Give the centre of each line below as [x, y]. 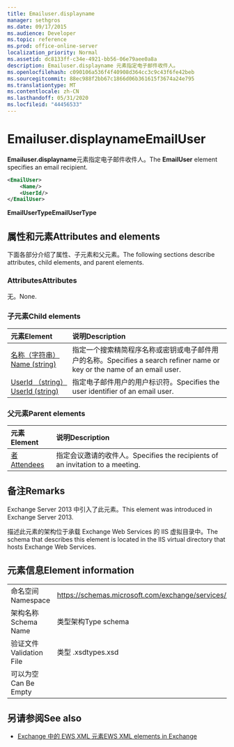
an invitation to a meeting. [98, 465]
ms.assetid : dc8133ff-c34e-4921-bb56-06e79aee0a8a [82, 59]
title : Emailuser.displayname [51, 14]
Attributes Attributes [42, 281]
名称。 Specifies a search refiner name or [153, 360]
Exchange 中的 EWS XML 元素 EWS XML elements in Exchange [107, 737]
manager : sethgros [34, 20]
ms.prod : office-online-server [53, 46]
